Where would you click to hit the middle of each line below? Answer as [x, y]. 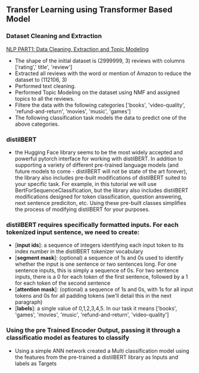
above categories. [37, 124]
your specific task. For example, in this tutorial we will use [85, 184]
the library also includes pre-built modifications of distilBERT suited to [100, 178]
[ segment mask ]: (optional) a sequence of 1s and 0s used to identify [99, 258]
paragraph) [29, 302]
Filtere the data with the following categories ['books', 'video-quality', [100, 105]
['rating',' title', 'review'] [43, 67]
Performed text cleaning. [45, 86]
